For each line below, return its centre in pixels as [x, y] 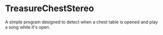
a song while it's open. [27, 27]
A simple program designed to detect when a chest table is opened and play [81, 22]
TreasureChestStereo [49, 9]
